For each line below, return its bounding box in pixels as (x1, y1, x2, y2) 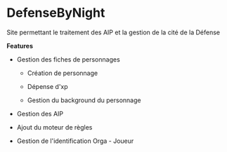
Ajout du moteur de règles (16, 123, 93, 131)
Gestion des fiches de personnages (16, 55, 120, 64)
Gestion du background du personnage (27, 96, 141, 104)
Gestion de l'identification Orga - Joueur (16, 137, 134, 145)
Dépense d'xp (27, 82, 68, 90)
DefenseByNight (6, 5, 105, 21)
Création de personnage (27, 69, 98, 77)
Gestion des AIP (16, 109, 64, 118)
